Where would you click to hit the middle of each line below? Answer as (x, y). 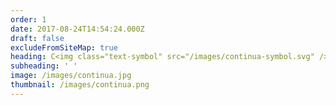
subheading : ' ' (44, 66)
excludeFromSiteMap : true (64, 47)
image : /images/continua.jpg (71, 76)
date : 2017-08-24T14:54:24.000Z (77, 29)
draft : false (37, 38)
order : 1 (28, 19)
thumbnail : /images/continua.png (80, 85)
